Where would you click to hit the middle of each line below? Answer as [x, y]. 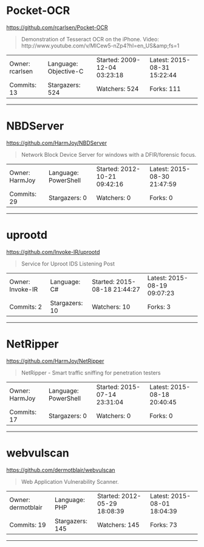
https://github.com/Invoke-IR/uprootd [53, 252]
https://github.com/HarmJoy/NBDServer [57, 143]
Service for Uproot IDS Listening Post [68, 263]
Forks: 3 [159, 306]
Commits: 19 [28, 525]
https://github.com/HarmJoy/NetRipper [55, 361]
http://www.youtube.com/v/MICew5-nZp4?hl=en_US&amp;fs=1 [100, 46]
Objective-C [66, 71]
